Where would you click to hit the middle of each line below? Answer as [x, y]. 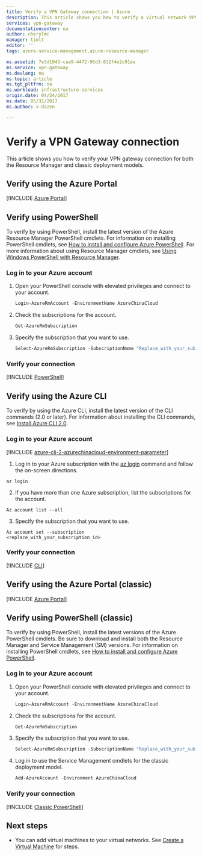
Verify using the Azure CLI [57, 396]
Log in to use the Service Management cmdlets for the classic [92, 761]
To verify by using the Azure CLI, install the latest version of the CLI [90, 411]
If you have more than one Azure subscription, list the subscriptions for [103, 492]
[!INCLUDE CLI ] [26, 565]
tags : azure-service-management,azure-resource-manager [78, 51]
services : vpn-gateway [35, 23]
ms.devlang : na [25, 73]
